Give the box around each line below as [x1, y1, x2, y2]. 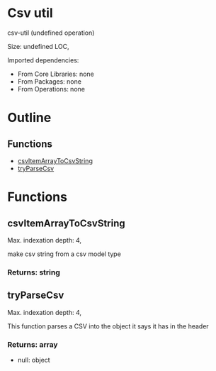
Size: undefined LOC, [7, 42, 69, 50]
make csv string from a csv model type [7, 250, 122, 258]
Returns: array [7, 339, 58, 349]
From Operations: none [17, 84, 85, 93]
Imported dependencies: [7, 55, 79, 65]
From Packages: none [17, 77, 81, 86]
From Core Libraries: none [17, 70, 94, 78]
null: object [17, 355, 51, 364]
